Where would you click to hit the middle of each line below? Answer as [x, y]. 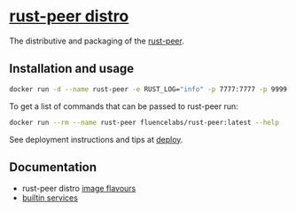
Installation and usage [72, 69]
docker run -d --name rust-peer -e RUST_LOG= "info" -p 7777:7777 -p [138, 89]
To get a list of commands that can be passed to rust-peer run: [124, 106]
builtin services [50, 198]
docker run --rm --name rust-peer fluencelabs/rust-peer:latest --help [144, 122]
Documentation [53, 167]
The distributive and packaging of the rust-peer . [97, 41]
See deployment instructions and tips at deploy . [96, 139]
